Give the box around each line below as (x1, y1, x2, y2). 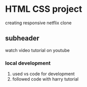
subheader (5, 34, 40, 43)
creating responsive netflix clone (5, 20, 72, 26)
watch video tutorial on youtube (5, 47, 70, 53)
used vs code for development (12, 71, 75, 77)
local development (5, 59, 51, 66)
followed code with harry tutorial (12, 76, 79, 82)
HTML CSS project (5, 3, 83, 15)
